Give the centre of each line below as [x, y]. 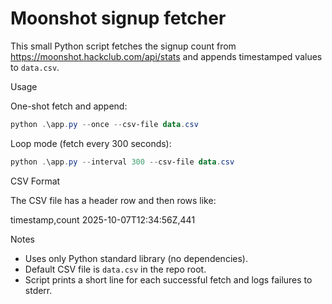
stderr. [38, 290]
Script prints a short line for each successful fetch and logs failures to [168, 279]
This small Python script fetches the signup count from [123, 46]
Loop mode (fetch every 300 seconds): [91, 143]
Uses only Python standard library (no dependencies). [136, 258]
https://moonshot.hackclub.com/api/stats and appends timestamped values [166, 56]
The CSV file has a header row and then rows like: [113, 200]
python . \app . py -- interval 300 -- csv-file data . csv [122, 162]
